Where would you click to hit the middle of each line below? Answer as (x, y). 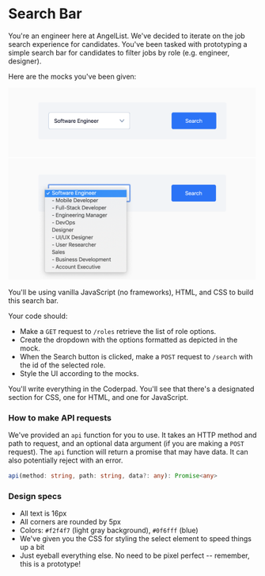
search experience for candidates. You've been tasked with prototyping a (128, 44)
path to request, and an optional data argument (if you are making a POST (126, 444)
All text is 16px (43, 513)
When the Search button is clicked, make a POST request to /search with (136, 356)
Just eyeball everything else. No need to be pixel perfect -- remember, (134, 555)
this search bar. (34, 300)
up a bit (32, 547)
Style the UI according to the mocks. (79, 373)
